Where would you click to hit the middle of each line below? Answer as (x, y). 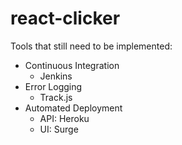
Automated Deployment (73, 108)
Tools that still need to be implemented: (91, 46)
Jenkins (56, 76)
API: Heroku (64, 118)
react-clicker (65, 18)
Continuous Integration (72, 65)
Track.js (56, 97)
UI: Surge (59, 129)
